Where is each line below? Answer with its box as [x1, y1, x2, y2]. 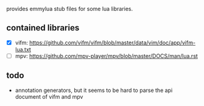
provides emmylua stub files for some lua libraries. [6, 5, 133, 12]
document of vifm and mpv [15, 93, 83, 100]
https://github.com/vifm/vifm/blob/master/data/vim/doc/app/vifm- [29, 39, 196, 46]
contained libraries [6, 23, 80, 33]
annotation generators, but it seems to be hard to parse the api [15, 87, 173, 94]
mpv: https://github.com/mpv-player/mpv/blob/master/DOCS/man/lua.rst [15, 52, 198, 60]
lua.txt [15, 46, 32, 53]
